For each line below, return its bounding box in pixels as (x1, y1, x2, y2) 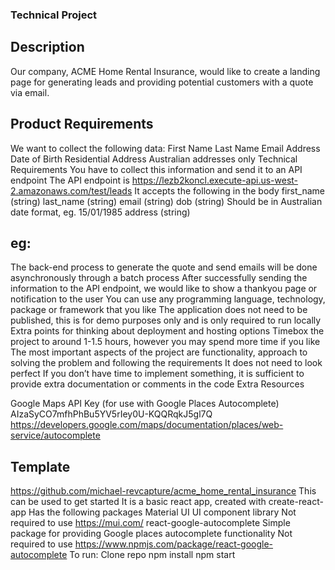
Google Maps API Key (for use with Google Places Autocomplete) (10, 398, 280, 410)
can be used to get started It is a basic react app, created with (10, 496, 267, 508)
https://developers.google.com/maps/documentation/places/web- (10, 419, 284, 431)
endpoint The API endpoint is (10, 174, 130, 186)
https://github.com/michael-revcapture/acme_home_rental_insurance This (10, 485, 317, 497)
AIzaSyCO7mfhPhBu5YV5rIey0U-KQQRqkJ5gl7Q (10, 408, 213, 420)
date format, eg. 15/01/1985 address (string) (10, 206, 191, 218)
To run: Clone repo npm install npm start (69, 549, 236, 561)
